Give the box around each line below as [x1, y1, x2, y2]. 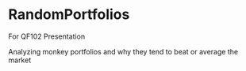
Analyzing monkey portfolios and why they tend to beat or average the [8, 47, 239, 56]
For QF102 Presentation [8, 32, 86, 41]
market [8, 55, 32, 65]
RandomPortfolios [8, 6, 130, 24]
